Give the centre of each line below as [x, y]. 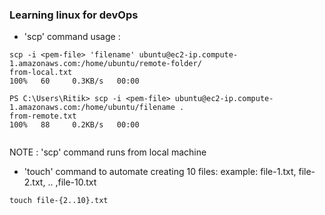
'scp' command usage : [72, 37]
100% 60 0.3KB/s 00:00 [74, 81]
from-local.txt [41, 73]
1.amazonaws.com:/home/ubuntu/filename [92, 108]
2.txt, [34, 182]
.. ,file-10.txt [72, 182]
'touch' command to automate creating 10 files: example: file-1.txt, [160, 172]
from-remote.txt [43, 116]
